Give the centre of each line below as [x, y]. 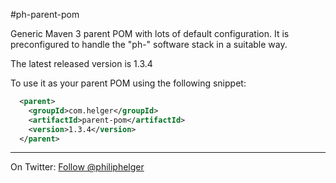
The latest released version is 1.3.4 [81, 63]
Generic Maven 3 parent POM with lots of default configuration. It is [150, 33]
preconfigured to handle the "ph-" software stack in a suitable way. [149, 44]
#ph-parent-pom [45, 14]
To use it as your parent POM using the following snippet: [128, 83]
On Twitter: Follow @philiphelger [77, 167]
